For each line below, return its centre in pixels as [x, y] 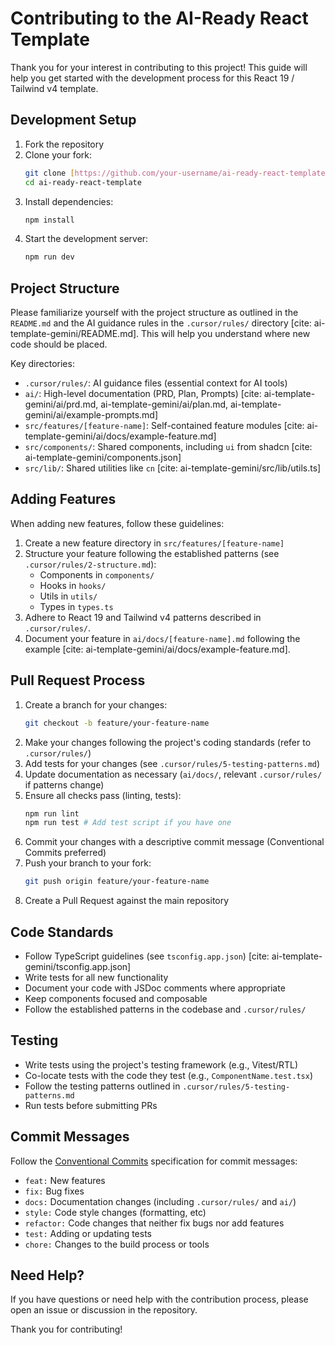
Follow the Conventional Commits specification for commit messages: [154, 1161]
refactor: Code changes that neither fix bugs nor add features [154, 1223]
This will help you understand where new [226, 334]
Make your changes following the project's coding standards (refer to [168, 742]
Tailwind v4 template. [54, 88]
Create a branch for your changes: [96, 704]
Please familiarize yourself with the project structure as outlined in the [154, 313]
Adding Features [63, 499]
